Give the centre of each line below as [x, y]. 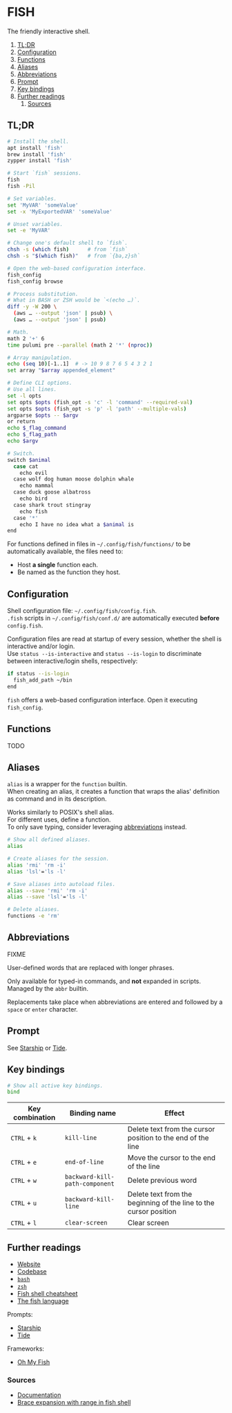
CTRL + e [23, 1162]
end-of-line [84, 1162]
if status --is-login [38, 674]
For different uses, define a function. [59, 820]
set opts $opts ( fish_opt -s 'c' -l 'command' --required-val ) [100, 402]
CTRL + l [23, 1223]
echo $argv [23, 441]
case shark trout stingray [52, 505]
